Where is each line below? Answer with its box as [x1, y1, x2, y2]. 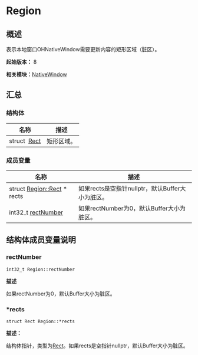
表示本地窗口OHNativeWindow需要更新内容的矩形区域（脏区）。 [6, 46, 160, 52]
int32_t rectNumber [9, 208, 64, 216]
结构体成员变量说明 [6, 235, 76, 245]
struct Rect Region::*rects [6, 318, 75, 324]
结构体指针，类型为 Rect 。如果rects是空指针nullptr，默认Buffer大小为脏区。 [6, 342, 189, 349]
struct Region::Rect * [9, 185, 67, 193]
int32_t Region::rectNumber [6, 267, 75, 272]
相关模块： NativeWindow [6, 71, 68, 78]
